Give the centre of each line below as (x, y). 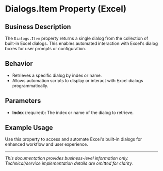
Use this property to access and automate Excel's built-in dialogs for (73, 139)
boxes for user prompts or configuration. (46, 49)
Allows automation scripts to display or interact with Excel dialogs (77, 80)
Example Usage (29, 128)
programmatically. (30, 85)
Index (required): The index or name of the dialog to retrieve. (73, 113)
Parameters (23, 101)
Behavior (19, 64)
